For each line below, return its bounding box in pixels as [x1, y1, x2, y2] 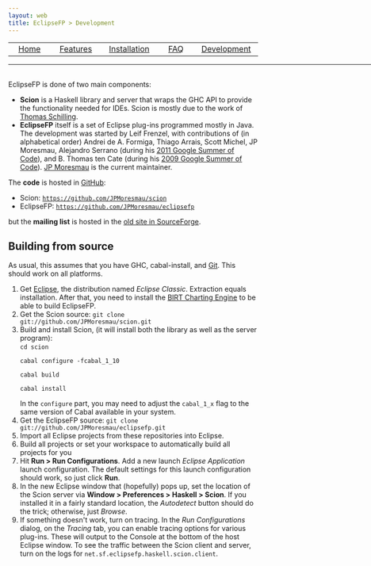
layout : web [8, 11, 48, 20]
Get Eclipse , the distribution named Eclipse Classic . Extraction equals [19, 285, 247, 294]
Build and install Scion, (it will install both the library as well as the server [19, 325, 258, 335]
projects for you [19, 448, 72, 457]
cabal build [19, 371, 59, 379]
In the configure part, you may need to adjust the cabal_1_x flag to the [19, 399, 250, 408]
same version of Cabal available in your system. [19, 407, 176, 417]
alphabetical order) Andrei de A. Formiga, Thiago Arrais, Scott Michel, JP [19, 136, 258, 147]
